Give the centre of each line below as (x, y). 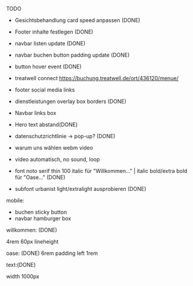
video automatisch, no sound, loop (57, 159)
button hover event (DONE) (48, 66)
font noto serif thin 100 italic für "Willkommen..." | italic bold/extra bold (101, 171)
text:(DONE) (21, 265)
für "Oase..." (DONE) (40, 177)
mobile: (15, 200)
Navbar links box (35, 113)
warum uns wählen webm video (54, 148)
